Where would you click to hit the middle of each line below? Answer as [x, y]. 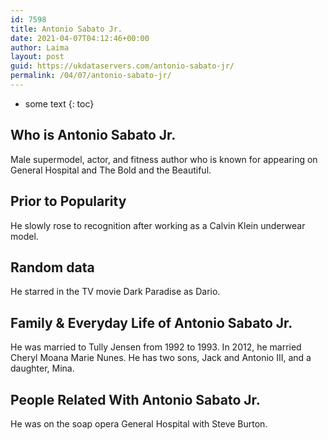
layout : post [37, 57]
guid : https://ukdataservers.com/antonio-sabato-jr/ [122, 66]
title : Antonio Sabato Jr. [66, 29]
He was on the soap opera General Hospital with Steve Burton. [139, 423]
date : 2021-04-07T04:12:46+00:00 [80, 38]
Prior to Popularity [68, 201]
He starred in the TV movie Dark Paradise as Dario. [115, 292]
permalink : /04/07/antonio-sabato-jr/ [91, 76]
